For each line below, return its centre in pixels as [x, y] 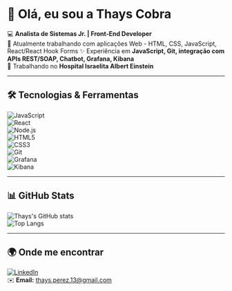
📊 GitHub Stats [41, 196]
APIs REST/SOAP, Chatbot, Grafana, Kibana [71, 59]
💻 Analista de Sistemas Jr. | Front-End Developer [79, 33]
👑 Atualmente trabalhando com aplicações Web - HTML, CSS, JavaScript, [112, 44]
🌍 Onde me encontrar [56, 252]
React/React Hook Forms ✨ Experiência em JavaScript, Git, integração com [116, 50]
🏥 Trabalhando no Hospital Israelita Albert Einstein [80, 66]
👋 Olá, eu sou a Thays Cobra [89, 14]
